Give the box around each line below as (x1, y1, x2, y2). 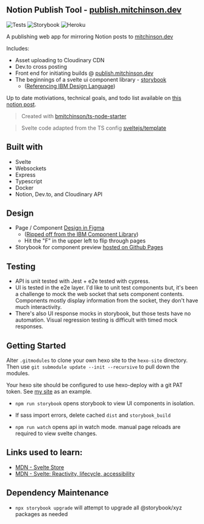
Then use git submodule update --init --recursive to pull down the (6, 363, 180, 370)
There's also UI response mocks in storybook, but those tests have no (15, 310, 191, 317)
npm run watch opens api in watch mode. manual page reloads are (15, 423, 181, 431)
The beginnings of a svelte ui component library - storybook (15, 76, 166, 83)
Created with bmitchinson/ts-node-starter (21, 112, 127, 119)
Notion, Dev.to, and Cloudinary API (15, 190, 103, 197)
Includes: (6, 44, 29, 52)
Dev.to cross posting (15, 63, 68, 70)
